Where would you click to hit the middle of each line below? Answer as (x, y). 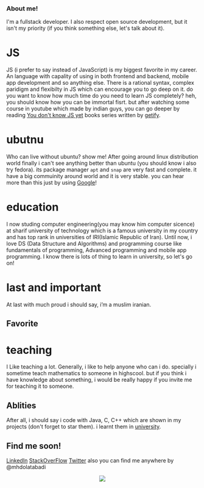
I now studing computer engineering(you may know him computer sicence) (100, 224)
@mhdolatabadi (26, 467)
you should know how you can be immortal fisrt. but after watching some (98, 102)
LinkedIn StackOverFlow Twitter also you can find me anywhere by (90, 461)
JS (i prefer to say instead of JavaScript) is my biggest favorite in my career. (102, 70)
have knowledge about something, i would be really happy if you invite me (99, 380)
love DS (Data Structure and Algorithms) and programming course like (94, 244)
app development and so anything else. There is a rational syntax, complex (100, 83)
